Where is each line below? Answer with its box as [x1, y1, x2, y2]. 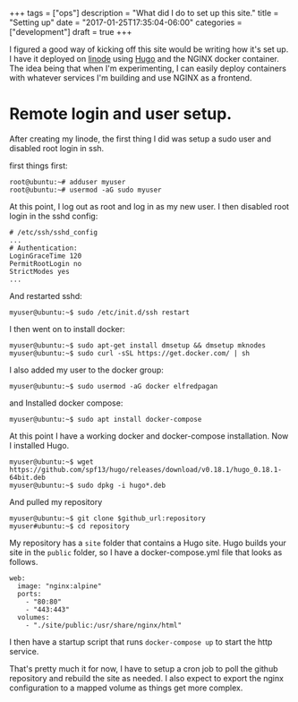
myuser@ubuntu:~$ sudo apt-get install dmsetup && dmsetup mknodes [9, 340, 267, 350]
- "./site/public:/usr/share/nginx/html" [25, 621, 182, 629]
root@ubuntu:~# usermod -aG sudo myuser [9, 185, 163, 194]
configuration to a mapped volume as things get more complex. [9, 682, 243, 693]
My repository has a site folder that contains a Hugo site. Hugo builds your [9, 537, 286, 548]
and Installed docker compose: [9, 398, 123, 408]
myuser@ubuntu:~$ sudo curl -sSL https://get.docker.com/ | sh [9, 348, 251, 357]
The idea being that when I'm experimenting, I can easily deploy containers [9, 63, 286, 73]
